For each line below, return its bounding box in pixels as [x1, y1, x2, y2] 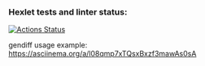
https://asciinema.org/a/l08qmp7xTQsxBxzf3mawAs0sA [8, 49, 197, 59]
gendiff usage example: [8, 40, 88, 50]
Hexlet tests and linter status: [8, 6, 128, 18]
